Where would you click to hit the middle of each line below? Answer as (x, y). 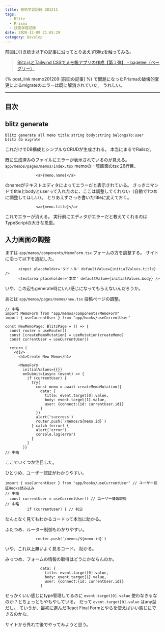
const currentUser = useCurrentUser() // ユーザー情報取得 (68, 499)
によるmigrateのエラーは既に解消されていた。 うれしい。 (67, 85)
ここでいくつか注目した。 (31, 462)
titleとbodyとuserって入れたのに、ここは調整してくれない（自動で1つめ (86, 191)
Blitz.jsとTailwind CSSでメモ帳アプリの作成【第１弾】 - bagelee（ (84, 62)
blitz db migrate (23, 140)
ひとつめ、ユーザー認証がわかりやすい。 (46, 473)
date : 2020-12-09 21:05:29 (33, 33)
